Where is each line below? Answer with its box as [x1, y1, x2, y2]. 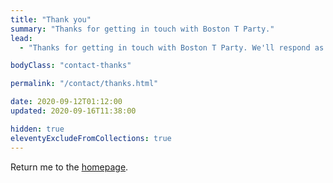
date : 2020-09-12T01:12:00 [10, 97, 123, 107]
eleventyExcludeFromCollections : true [10, 133, 172, 143]
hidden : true [10, 124, 65, 134]
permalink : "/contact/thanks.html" [10, 79, 159, 89]
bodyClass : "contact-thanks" [10, 61, 132, 71]
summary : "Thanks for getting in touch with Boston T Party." [10, 24, 275, 34]
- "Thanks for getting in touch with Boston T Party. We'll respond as [19, 42, 325, 53]
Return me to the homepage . [10, 161, 129, 173]
